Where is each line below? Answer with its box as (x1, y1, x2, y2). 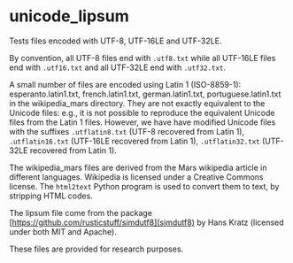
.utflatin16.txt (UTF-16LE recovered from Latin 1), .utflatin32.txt (9, 135, 260, 146)
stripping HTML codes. (9, 190, 93, 201)
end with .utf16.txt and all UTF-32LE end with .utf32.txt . (9, 62, 227, 73)
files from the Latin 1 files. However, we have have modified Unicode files (9, 117, 276, 128)
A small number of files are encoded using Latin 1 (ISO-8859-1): (9, 79, 242, 89)
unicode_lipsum (9, 6, 130, 27)
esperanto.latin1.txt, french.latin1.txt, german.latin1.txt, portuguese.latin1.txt (9, 89, 281, 99)
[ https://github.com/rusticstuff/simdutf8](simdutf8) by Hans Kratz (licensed (9, 217, 285, 228)
